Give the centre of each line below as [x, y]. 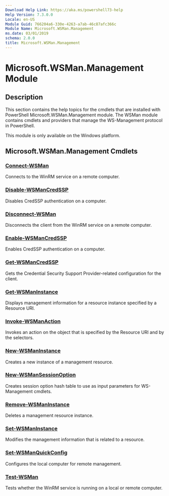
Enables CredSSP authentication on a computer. [55, 249]
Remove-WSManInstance [37, 404]
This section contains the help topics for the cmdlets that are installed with [83, 109]
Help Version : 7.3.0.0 [29, 15]
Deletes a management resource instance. [49, 416]
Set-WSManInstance [32, 429]
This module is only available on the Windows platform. [63, 135]
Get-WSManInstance [32, 292]
